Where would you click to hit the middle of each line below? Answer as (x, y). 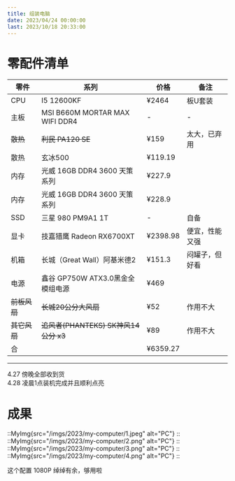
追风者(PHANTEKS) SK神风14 (91, 326)
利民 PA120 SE (66, 139)
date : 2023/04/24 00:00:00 (47, 20)
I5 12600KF (62, 101)
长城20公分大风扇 (71, 307)
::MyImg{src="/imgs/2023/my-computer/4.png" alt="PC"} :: (94, 456)
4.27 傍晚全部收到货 (36, 374)
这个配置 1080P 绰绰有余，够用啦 (55, 471)
